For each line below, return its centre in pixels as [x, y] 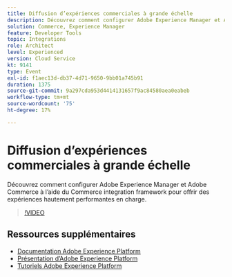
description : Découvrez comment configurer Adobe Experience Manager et [114, 20]
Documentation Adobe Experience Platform [79, 251]
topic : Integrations [37, 39]
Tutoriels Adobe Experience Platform [69, 266]
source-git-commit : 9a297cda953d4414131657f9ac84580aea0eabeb [98, 91]
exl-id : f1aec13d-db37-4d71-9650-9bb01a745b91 [75, 78]
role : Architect [30, 46]
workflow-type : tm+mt [38, 98]
